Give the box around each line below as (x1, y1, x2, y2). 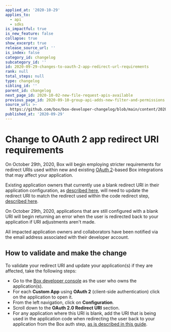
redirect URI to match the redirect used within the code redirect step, (5, 192, 150, 199)
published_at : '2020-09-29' (5, 112, 65, 117)
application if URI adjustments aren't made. (5, 218, 96, 225)
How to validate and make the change (5, 249, 127, 258)
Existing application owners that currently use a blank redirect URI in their (5, 182, 159, 188)
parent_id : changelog (5, 88, 51, 93)
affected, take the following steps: (5, 268, 77, 274)
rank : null (5, 69, 28, 74)
